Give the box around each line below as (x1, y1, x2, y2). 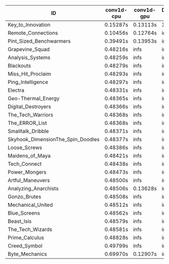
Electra (8, 87, 25, 94)
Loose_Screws (8, 144, 43, 151)
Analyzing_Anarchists (8, 185, 59, 192)
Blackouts (8, 62, 31, 69)
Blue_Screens (8, 210, 40, 216)
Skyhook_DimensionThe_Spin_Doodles (8, 136, 100, 143)
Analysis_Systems (8, 54, 51, 61)
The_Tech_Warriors (8, 111, 54, 118)
